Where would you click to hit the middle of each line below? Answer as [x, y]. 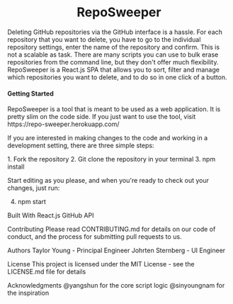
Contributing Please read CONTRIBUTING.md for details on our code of [112, 229]
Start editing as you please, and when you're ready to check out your [108, 181]
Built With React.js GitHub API [51, 215]
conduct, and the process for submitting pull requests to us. [95, 237]
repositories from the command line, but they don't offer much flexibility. [113, 62]
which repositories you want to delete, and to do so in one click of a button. [118, 77]
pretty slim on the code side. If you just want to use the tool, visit [102, 117]
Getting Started [31, 94]
